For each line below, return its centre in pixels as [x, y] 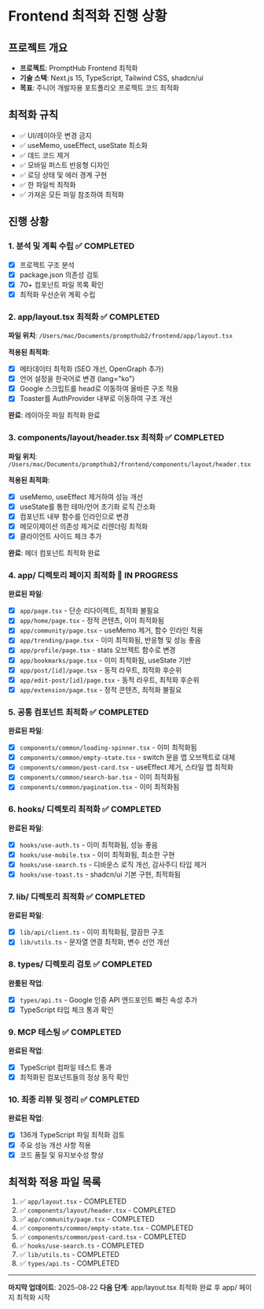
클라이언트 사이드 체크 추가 [60, 536]
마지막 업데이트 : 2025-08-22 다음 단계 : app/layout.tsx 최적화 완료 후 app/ [123, 1288]
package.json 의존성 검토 [59, 274]
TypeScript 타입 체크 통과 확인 [66, 1010]
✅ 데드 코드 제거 [44, 155]
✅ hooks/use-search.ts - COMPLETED [82, 1246]
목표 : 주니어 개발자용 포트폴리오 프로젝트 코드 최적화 [99, 88]
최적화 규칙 [33, 115]
